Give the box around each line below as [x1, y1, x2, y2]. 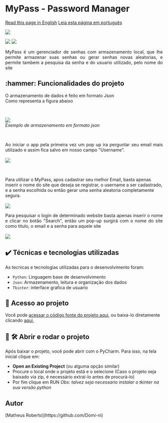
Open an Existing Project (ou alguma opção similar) [12, 363, 120, 370]
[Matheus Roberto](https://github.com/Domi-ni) [5, 413, 103, 418]
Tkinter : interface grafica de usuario [12, 284, 88, 290]
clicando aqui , [5, 318, 34, 324]
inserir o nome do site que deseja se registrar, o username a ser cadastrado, [5, 182, 162, 188]
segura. [5, 192, 21, 198]
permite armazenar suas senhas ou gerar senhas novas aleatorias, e [5, 54, 163, 60]
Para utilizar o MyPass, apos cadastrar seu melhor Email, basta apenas [5, 176, 151, 182]
